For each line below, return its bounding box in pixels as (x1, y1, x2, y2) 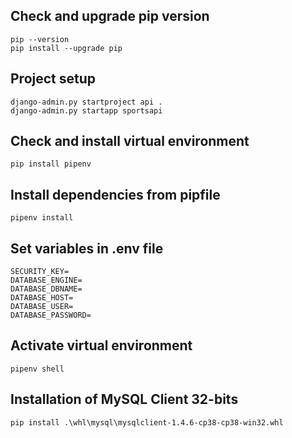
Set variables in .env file (10, 240, 164, 257)
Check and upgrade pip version (10, 8, 210, 25)
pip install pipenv (10, 159, 92, 169)
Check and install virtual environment (10, 133, 250, 150)
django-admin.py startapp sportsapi (10, 105, 163, 116)
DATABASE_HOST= (10, 293, 74, 303)
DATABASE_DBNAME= (10, 284, 83, 294)
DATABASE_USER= (10, 302, 74, 312)
